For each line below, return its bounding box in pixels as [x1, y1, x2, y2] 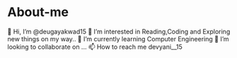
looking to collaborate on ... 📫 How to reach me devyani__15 [7, 43, 183, 51]
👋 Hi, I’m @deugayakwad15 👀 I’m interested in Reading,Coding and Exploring [7, 27, 231, 36]
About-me [7, 4, 69, 20]
